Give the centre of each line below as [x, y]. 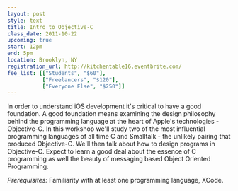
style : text [25, 21]
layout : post [27, 14]
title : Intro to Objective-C [50, 27]
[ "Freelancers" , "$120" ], [80, 80]
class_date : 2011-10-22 [42, 34]
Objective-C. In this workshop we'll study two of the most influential [106, 129]
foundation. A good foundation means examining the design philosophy [112, 114]
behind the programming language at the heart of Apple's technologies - [113, 122]
